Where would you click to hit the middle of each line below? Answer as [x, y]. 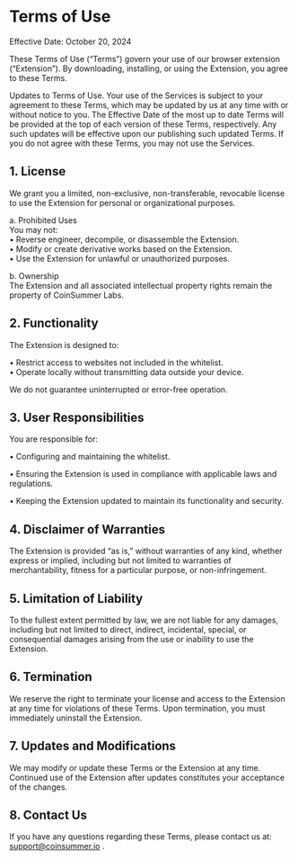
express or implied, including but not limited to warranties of [120, 560]
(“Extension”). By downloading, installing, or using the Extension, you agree [149, 68]
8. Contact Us [48, 815]
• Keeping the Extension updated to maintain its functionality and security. [147, 501]
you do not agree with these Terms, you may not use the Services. [132, 143]
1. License [38, 171]
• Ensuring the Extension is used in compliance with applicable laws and [143, 474]
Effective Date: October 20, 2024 [70, 41]
